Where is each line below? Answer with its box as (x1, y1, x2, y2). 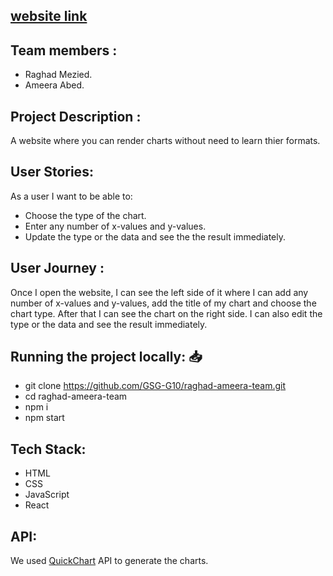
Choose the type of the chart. (24, 209, 147, 221)
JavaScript (24, 489, 70, 501)
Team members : (10, 42, 118, 59)
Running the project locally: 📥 (10, 349, 203, 366)
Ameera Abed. (24, 79, 85, 91)
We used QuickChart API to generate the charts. (10, 555, 209, 567)
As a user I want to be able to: (10, 190, 133, 202)
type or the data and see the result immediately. (10, 318, 208, 330)
